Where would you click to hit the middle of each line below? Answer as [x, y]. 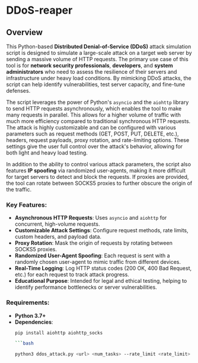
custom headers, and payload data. [58, 237]
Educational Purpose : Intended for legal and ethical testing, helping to [101, 281]
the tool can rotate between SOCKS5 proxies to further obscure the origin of [99, 183]
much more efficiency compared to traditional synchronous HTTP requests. [98, 121]
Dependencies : [34, 322]
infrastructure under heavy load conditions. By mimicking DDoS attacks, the [99, 78]
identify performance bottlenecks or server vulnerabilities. [86, 287]
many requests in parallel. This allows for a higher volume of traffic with [93, 115]
